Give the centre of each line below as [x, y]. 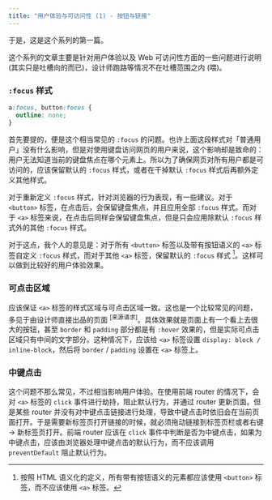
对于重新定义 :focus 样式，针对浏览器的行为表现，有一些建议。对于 [121, 197]
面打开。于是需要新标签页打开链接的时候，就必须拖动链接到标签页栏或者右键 [136, 422]
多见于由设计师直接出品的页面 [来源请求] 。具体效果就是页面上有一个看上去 [130, 318]
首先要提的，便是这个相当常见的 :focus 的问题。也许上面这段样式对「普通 [131, 139]
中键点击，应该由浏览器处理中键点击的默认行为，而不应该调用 [111, 442]
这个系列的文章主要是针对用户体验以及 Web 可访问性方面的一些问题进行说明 [135, 57]
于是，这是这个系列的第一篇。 [58, 40]
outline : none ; [41, 115]
